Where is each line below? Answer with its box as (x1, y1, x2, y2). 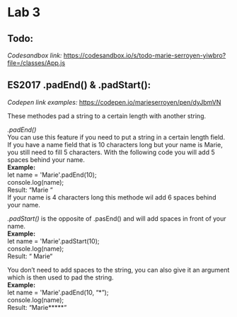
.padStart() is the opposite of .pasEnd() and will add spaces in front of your (7, 214, 226, 223)
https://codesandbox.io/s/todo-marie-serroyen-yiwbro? (63, 51, 226, 59)
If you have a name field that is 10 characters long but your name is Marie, (7, 140, 223, 149)
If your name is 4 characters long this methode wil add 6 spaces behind (7, 192, 216, 202)
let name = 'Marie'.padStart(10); (7, 236, 100, 245)
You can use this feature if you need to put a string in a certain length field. (7, 132, 225, 142)
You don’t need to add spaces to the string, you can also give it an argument (7, 265, 230, 274)
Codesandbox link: (7, 51, 62, 59)
